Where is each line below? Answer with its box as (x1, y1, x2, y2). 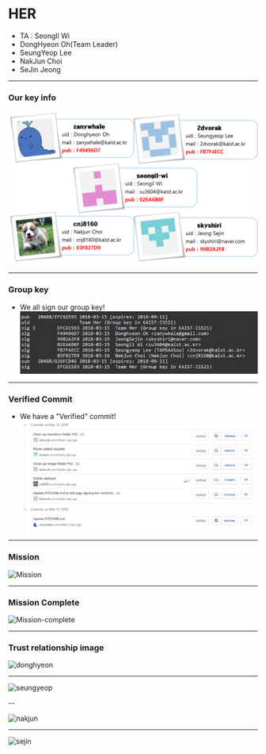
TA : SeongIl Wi (19, 31, 70, 40)
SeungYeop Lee (19, 48, 72, 57)
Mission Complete (8, 597, 80, 608)
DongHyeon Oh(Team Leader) (19, 39, 119, 48)
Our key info (8, 92, 57, 103)
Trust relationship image (8, 642, 104, 653)
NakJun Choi (19, 56, 63, 66)
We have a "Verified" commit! (19, 411, 116, 421)
